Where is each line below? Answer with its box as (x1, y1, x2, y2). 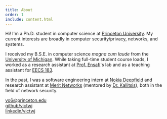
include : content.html (5, 17, 53, 22)
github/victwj (5, 103, 33, 109)
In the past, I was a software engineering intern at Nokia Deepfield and (5, 77, 153, 83)
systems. (5, 41, 24, 47)
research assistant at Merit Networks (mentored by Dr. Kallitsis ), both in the (5, 82, 162, 88)
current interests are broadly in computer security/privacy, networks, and (5, 36, 158, 42)
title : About (5, 7, 33, 13)
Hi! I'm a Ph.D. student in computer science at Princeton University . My (5, 31, 153, 37)
